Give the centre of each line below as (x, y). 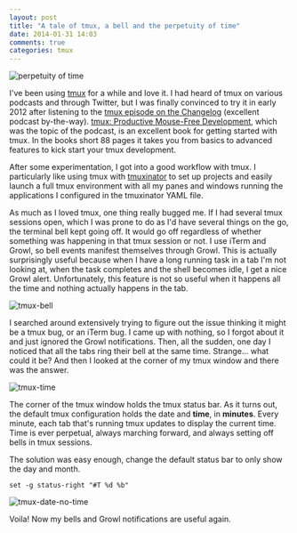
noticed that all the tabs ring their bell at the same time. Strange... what (139, 351)
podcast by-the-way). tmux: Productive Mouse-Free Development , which (143, 122)
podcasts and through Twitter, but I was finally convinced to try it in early (143, 102)
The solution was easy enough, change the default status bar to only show (146, 460)
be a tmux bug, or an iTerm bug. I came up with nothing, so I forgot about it (147, 332)
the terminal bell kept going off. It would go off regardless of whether (136, 231)
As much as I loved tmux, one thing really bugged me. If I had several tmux (146, 213)
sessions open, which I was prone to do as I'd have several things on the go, (149, 222)
